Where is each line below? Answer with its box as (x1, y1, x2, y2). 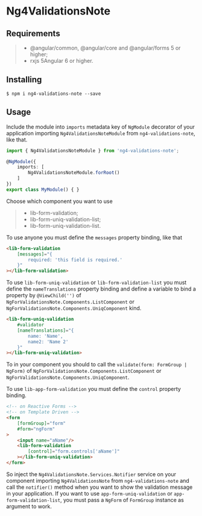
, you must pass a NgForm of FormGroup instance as (60, 496, 184, 503)
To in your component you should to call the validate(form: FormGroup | (6, 361, 188, 368)
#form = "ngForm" (17, 426, 55, 432)
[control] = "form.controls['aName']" (28, 448, 120, 454)
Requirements (6, 28, 60, 39)
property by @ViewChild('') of (6, 292, 81, 299)
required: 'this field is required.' (28, 257, 122, 263)
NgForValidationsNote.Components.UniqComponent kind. (6, 305, 142, 312)
